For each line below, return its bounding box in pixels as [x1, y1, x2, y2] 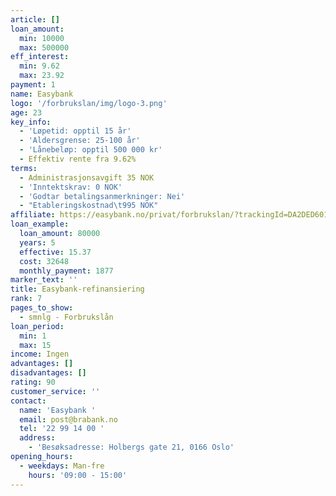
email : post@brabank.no [19, 414, 118, 425]
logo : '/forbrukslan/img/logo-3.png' [10, 98, 168, 108]
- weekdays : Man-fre [19, 461, 105, 471]
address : [19, 433, 56, 443]
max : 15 [19, 340, 52, 350]
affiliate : [10, 210, 56, 220]
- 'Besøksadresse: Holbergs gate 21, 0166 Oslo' [28, 442, 235, 453]
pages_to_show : [10, 303, 74, 313]
